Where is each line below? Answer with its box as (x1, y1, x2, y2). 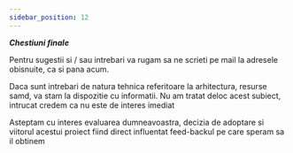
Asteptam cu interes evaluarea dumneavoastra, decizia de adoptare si (9, 117, 265, 127)
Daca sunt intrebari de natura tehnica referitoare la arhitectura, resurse (9, 80, 267, 91)
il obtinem (9, 135, 46, 146)
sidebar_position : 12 (9, 12, 89, 22)
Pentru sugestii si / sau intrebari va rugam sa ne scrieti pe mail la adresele (9, 54, 279, 65)
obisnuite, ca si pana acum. (9, 64, 109, 74)
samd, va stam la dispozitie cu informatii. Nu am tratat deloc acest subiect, (9, 90, 281, 101)
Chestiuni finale (9, 37, 69, 48)
